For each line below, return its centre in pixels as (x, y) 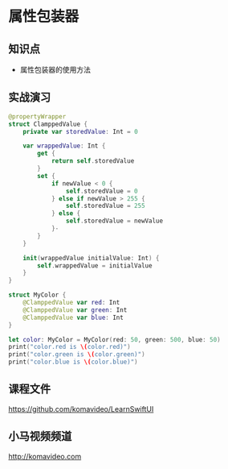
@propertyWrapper (37, 116)
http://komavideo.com (45, 456)
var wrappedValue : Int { (64, 146)
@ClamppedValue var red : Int (71, 303)
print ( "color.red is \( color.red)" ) (69, 347)
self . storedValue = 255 (106, 206)
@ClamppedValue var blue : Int (73, 318)
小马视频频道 (40, 436)
